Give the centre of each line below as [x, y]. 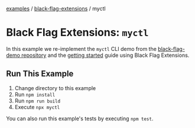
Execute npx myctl [37, 107]
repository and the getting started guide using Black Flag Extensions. [105, 55]
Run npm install [35, 94]
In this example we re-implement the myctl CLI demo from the [81, 49]
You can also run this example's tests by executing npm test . [80, 119]
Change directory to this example [55, 88]
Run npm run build [38, 101]
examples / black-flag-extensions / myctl [56, 9]
